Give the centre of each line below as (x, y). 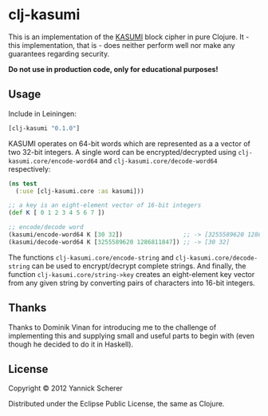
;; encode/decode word (46, 228)
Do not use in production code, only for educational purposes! (113, 69)
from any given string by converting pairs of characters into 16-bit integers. (132, 283)
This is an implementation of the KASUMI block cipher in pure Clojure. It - (129, 37)
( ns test (23, 184)
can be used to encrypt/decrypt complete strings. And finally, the (139, 266)
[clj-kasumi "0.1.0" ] (44, 128)
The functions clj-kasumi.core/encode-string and (91, 257)
